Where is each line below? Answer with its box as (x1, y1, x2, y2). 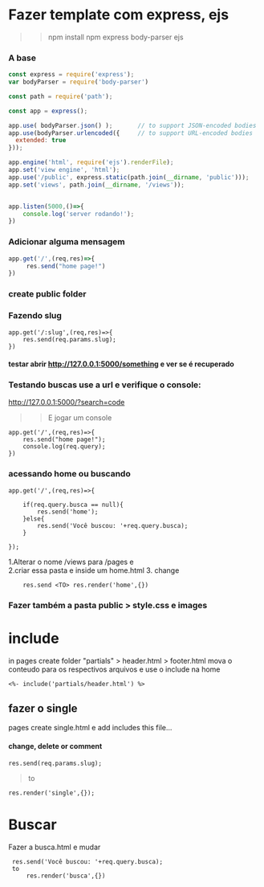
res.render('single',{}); (8, 789, 95, 797)
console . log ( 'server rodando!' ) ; (22, 210, 135, 218)
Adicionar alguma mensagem (8, 236, 126, 247)
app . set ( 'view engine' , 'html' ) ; (8, 166, 120, 174)
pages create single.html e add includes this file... (8, 723, 173, 733)
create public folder (8, 288, 87, 300)
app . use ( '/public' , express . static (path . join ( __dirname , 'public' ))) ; (8, 173, 250, 182)
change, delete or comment (8, 741, 103, 750)
